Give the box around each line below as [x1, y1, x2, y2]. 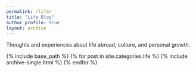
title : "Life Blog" [6, 14, 55, 20]
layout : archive [6, 25, 46, 31]
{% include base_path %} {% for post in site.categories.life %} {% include [6, 53, 188, 60]
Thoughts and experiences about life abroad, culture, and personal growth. [6, 41, 191, 48]
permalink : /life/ [6, 8, 52, 15]
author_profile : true [6, 19, 60, 25]
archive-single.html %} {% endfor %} [6, 59, 98, 66]
